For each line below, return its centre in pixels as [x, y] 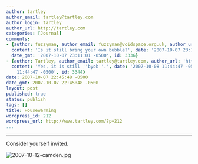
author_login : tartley [34, 22]
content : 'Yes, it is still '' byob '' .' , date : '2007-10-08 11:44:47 [97, 66]
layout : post [22, 88]
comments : [18, 39]
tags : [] [17, 105]
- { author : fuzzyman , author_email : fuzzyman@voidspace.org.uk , [87, 45]
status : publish [26, 99]
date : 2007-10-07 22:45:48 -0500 [47, 77]
